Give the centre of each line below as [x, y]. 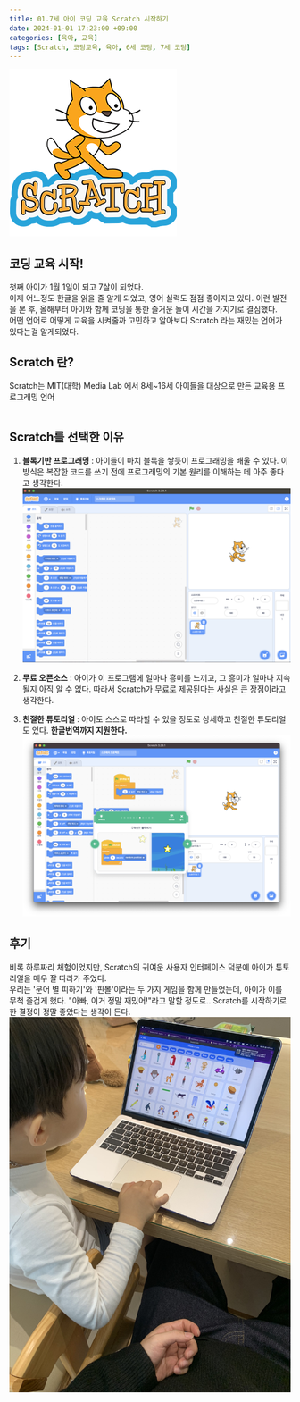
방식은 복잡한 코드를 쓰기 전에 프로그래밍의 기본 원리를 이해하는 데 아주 [145, 471]
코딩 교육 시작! [46, 264]
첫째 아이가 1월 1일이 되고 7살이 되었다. [77, 287]
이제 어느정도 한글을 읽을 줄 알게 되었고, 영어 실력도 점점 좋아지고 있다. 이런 [140, 298]
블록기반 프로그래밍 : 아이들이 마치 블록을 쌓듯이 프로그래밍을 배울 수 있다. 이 [155, 460]
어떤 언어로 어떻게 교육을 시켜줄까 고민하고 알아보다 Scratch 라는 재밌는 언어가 [146, 321]
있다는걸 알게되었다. [44, 332]
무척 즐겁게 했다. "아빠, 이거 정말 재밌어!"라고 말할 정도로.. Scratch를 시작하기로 [148, 1000]
